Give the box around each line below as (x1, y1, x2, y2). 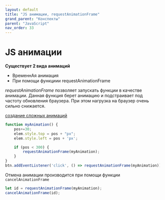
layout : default (5, 7, 38, 12)
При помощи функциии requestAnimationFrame (12, 78, 110, 84)
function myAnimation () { (5, 122, 58, 127)
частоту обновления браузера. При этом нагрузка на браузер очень (5, 98, 149, 104)
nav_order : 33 (5, 26, 34, 31)
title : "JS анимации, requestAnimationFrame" (5, 12, 100, 17)
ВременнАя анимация (12, 72, 59, 79)
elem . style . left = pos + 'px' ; (14, 136, 78, 141)
